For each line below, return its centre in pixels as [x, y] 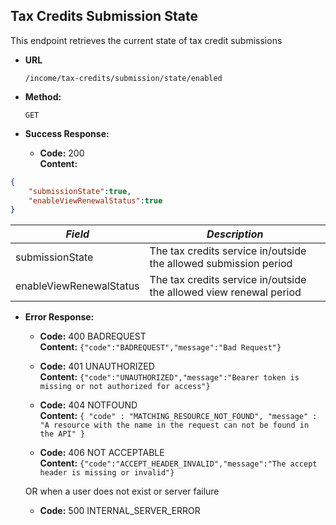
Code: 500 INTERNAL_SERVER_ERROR [120, 511]
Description [235, 234]
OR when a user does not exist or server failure [122, 491]
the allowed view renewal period [225, 292]
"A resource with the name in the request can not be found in [174, 425]
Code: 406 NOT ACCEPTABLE [102, 453]
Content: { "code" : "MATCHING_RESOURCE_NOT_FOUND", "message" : [178, 416]
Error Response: [59, 317]
